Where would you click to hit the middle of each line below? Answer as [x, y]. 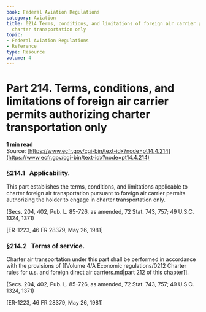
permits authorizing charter [78, 114]
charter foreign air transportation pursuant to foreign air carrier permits [96, 193]
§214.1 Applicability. [38, 173]
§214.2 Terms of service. [46, 246]
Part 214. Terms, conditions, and [90, 88]
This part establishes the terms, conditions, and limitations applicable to [97, 186]
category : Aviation [31, 18]
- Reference [21, 47]
